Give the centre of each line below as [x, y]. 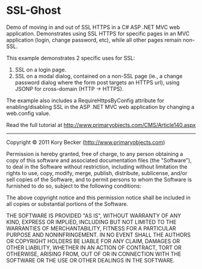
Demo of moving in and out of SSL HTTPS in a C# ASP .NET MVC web [93, 27]
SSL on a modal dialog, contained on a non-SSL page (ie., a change [99, 76]
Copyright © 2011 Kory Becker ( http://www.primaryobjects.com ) [86, 142]
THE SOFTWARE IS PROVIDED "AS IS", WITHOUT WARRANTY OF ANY [94, 215]
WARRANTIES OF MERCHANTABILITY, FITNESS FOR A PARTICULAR [91, 228]
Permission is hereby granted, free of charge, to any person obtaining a [95, 153]
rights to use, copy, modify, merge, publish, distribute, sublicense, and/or [97, 173]
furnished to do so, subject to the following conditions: [74, 186]
